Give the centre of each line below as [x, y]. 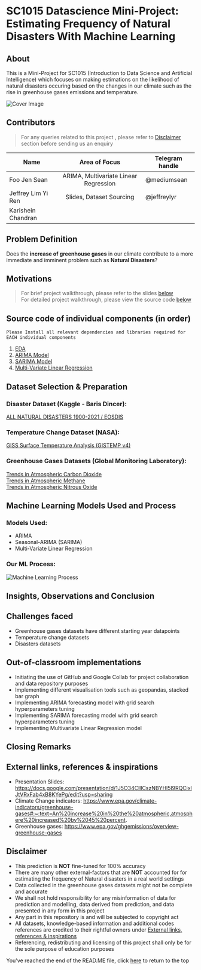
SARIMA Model [33, 362]
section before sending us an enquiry [67, 143]
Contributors [31, 123]
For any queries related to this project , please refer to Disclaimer [101, 137]
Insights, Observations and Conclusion [80, 596]
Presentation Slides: [39, 782]
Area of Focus [100, 162]
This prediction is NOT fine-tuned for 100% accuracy [80, 866]
